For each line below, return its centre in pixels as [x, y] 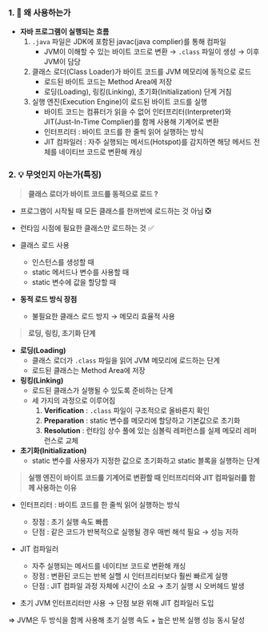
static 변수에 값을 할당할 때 [74, 282]
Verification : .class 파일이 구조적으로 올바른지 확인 [127, 410]
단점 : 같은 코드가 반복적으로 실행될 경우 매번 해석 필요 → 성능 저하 [135, 532]
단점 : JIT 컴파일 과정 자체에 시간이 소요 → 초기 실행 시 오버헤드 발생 [138, 585]
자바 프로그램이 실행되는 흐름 [64, 32]
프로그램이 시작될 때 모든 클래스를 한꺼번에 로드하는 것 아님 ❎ [116, 211]
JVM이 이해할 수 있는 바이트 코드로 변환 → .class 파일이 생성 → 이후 [152, 52]
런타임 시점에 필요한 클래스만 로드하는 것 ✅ [87, 228]
